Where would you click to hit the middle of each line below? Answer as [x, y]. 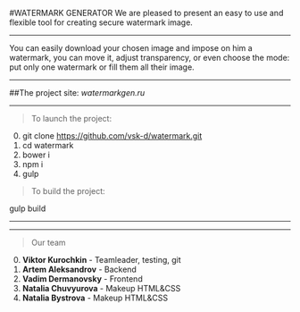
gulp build [28, 208]
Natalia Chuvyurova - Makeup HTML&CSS [101, 288]
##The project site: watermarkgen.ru [77, 93]
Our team [48, 242]
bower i [36, 155]
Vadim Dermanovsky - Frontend [82, 279]
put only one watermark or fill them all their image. [102, 67]
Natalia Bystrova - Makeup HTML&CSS [95, 298]
